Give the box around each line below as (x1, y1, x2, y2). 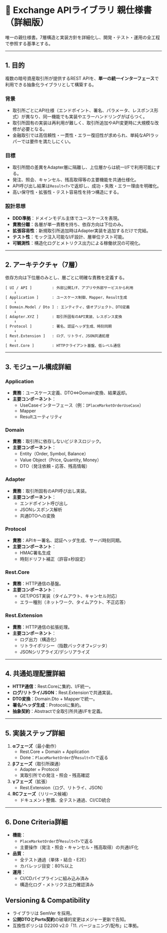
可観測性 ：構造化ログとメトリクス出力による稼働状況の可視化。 (12, 240, 143, 246)
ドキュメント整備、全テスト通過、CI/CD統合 (19, 797, 111, 803)
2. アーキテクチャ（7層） (5, 260, 82, 269)
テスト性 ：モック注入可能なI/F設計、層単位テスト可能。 (12, 234, 127, 240)
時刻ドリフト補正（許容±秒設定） (19, 556, 88, 562)
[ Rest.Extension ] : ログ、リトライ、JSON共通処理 (5, 334, 109, 339)
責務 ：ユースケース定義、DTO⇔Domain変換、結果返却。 (12, 390, 130, 396)
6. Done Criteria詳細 (5, 818, 68, 826)
